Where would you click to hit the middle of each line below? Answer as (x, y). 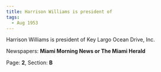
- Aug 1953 (25, 23)
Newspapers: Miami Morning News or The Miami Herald (76, 51)
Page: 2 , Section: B (30, 62)
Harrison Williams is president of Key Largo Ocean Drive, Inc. (80, 40)
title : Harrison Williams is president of (59, 12)
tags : (13, 17)
